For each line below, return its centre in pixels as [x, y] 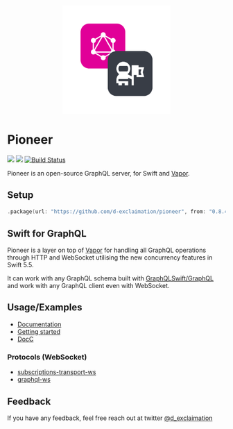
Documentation [39, 324]
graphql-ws [34, 380]
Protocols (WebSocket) [47, 357]
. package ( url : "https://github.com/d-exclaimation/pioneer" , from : [107, 212]
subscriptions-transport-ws [57, 372]
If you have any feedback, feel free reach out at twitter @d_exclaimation [110, 418]
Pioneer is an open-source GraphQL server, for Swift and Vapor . [98, 173]
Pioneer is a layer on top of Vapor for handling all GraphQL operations [107, 250]
